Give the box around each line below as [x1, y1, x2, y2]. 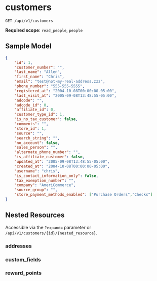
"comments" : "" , [14, 121, 49, 126]
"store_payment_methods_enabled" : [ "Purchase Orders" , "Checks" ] [14, 192, 153, 197]
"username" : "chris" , [14, 168, 60, 173]
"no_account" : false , [14, 140, 60, 146]
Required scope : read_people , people [5, 27, 83, 33]
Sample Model [5, 42, 52, 51]
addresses [5, 242, 32, 250]
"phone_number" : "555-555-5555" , [14, 84, 85, 89]
